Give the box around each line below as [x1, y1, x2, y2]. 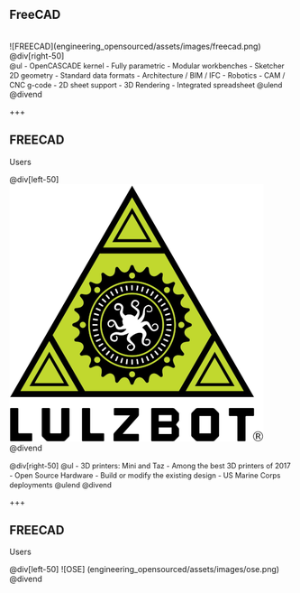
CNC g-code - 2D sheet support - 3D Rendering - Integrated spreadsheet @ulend [9, 80, 283, 89]
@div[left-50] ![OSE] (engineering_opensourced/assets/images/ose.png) [9, 564, 280, 575]
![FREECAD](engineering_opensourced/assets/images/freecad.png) [9, 41, 261, 51]
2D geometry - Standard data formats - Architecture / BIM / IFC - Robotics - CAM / [9, 70, 286, 80]
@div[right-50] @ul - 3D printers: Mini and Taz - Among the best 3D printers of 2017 [9, 460, 291, 470]
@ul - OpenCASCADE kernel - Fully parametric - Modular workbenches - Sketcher [9, 60, 286, 70]
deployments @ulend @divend [9, 480, 113, 490]
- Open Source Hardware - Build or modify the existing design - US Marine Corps [9, 470, 281, 480]
